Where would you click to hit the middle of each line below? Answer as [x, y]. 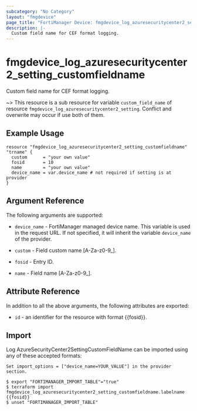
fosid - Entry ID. [34, 261]
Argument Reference [45, 201]
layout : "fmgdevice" [31, 17]
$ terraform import [30, 387]
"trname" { [19, 152]
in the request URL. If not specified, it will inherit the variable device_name [103, 233]
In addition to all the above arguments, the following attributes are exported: [98, 305]
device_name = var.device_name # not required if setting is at [91, 173]
